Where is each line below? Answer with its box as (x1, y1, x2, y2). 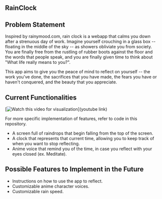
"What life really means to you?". (5, 60, 71, 65)
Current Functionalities (5, 93, 77, 101)
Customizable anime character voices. (12, 183, 89, 189)
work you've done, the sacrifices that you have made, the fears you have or (5, 74, 157, 80)
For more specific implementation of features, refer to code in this (5, 116, 138, 121)
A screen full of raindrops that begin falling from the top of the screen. (12, 130, 154, 136)
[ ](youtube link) (5, 106, 107, 112)
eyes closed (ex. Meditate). (12, 151, 67, 157)
